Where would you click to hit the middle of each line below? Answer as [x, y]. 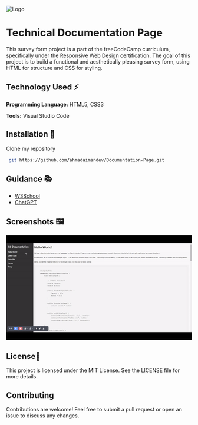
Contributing [30, 395]
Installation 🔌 [31, 135]
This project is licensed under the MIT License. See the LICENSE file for [93, 370]
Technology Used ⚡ [43, 87]
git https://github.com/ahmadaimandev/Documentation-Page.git [87, 160]
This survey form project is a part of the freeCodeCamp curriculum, [88, 49]
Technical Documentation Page [85, 33]
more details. [22, 377]
